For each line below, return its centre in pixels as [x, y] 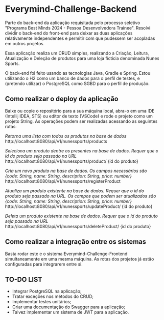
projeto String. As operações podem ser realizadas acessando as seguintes [81, 121]
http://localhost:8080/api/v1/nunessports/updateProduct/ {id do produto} [79, 206]
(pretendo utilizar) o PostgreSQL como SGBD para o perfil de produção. [78, 83]
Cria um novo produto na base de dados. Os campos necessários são [76, 171]
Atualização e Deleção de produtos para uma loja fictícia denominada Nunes [82, 58]
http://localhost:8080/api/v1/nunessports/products [56, 141]
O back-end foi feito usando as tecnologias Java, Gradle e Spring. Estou [78, 73]
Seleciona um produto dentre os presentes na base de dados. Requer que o [82, 150]
